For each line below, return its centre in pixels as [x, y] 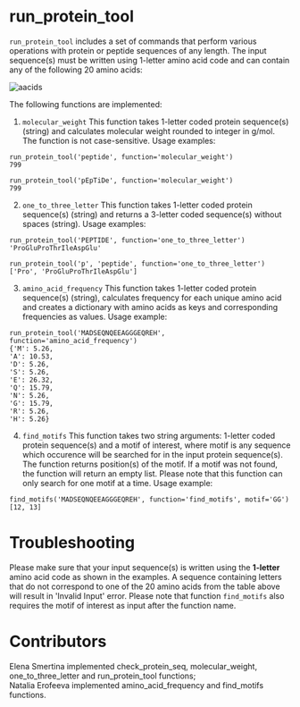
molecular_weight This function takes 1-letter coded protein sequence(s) [155, 122]
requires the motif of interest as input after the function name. [123, 605]
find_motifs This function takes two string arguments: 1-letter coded [149, 435]
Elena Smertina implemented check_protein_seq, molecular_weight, [133, 666]
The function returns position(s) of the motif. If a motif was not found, [150, 464]
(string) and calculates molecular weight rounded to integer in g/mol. [148, 130]
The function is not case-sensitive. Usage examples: [119, 140]
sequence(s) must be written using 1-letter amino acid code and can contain [150, 60]
